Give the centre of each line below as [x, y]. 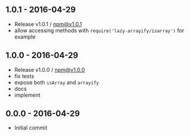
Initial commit [31, 128]
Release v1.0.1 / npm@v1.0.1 [48, 24]
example [25, 37]
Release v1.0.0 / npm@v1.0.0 [49, 69]
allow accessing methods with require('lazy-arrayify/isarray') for [99, 30]
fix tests [24, 76]
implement [27, 95]
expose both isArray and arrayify [56, 82]
